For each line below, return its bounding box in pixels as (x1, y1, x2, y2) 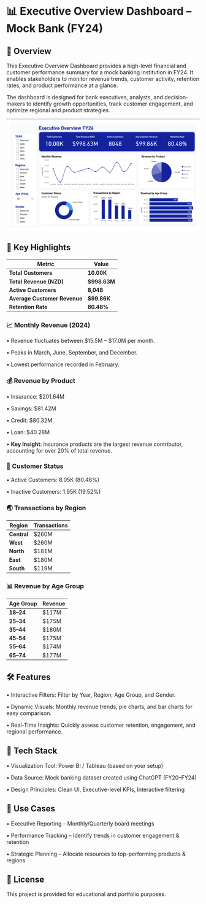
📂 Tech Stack (6, 746, 58, 756)
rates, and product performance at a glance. (6, 82, 118, 89)
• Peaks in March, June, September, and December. (6, 349, 138, 356)
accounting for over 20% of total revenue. (6, 446, 112, 454)
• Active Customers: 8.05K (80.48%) (6, 476, 100, 483)
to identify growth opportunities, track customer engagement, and (26, 100, 193, 107)
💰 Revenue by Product (6, 377, 75, 385)
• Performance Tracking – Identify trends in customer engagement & (6, 832, 180, 839)
